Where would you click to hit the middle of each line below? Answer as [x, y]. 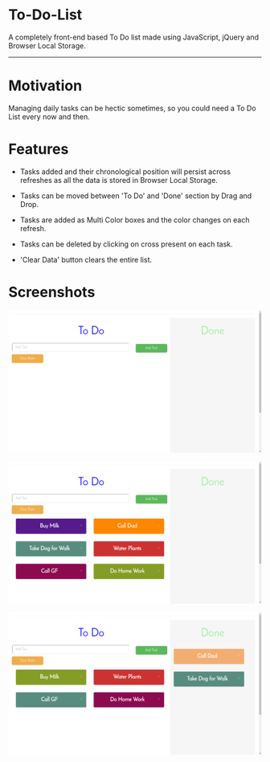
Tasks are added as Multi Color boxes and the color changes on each [135, 220]
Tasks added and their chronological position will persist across [125, 172]
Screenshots [52, 292]
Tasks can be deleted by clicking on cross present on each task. [126, 244]
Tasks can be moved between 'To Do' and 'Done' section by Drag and [136, 196]
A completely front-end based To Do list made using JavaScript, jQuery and [134, 37]
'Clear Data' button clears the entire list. [86, 259]
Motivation [45, 86]
